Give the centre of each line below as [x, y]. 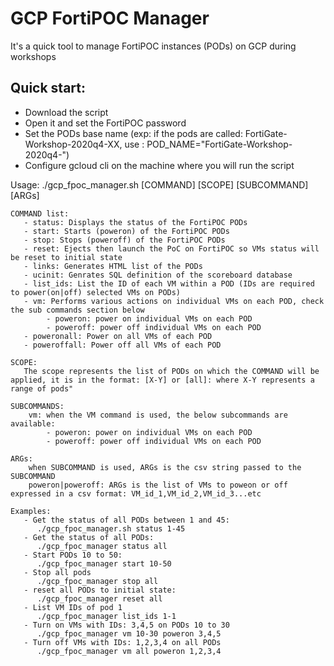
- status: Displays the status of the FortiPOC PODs [135, 222]
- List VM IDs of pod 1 [73, 607]
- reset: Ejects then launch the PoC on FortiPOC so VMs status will [171, 248]
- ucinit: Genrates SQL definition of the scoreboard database [158, 275]
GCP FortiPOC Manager [110, 18]
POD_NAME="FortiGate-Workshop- [219, 144]
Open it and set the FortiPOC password [105, 123]
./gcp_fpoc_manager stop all [97, 581]
